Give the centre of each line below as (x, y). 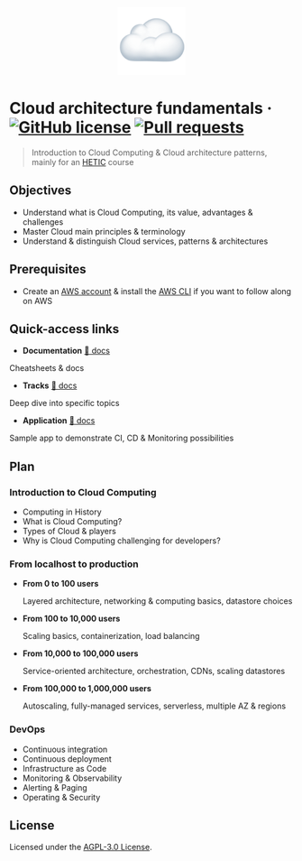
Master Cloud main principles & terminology (104, 231)
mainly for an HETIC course (82, 162)
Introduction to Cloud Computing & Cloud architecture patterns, (149, 153)
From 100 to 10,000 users (71, 619)
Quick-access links (64, 329)
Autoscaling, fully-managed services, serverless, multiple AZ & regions (154, 706)
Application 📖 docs (59, 421)
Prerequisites (48, 269)
